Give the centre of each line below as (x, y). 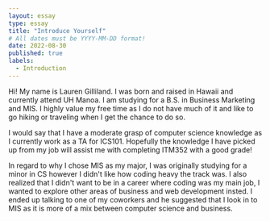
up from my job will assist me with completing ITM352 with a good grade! (130, 149)
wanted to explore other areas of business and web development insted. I (131, 191)
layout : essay (32, 16)
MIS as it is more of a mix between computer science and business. (120, 208)
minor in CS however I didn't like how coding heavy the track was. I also (128, 173)
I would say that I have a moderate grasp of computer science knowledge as (135, 132)
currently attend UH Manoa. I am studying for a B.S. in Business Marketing (132, 100)
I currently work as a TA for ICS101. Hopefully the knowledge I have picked (132, 141)
